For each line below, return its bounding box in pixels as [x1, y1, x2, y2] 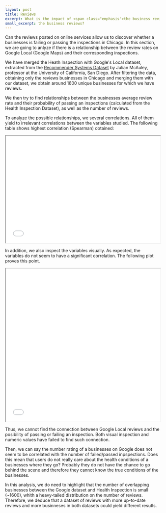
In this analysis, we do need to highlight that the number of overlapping [5, 482, 149, 488]
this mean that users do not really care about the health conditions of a [5, 457, 149, 462]
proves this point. [5, 258, 40, 264]
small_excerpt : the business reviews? [5, 21, 84, 26]
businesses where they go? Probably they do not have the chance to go [5, 462, 151, 468]
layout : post [5, 7, 32, 12]
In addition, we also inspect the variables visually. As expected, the [5, 248, 141, 254]
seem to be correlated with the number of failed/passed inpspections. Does [5, 452, 158, 458]
